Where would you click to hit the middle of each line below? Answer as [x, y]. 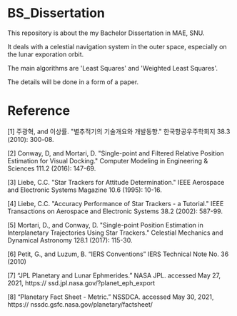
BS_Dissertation [56, 13]
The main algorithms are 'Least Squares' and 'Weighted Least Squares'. [113, 68]
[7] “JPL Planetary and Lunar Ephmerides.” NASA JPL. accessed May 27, [114, 275]
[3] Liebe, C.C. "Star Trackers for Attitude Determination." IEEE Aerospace [116, 182]
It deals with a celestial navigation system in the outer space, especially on [117, 46]
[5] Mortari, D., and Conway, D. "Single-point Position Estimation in [105, 225]
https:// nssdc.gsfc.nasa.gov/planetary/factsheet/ [80, 304]
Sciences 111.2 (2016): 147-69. [52, 168]
